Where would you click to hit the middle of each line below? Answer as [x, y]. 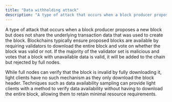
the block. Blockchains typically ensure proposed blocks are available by [82, 40]
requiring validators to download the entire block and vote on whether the [83, 46]
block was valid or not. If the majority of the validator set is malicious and [82, 51]
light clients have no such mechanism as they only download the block [80, 77]
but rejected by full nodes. [33, 62]
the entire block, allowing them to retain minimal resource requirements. [81, 94]
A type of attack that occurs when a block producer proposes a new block [84, 29]
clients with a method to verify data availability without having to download [84, 88]
